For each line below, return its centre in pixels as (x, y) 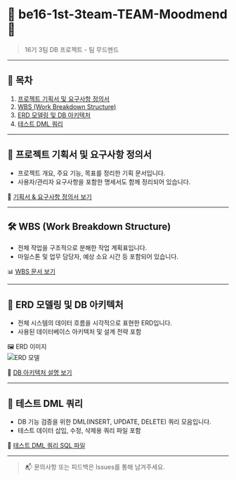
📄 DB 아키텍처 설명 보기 (40, 372)
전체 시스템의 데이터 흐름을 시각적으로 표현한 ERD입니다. (95, 323)
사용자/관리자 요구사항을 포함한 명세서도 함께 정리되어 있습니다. (104, 181)
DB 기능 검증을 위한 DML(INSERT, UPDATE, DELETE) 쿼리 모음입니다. (114, 422)
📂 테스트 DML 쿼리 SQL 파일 (46, 445)
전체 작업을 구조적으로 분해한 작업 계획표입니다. (82, 248)
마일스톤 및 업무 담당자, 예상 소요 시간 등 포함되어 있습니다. (98, 257)
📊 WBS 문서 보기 (32, 272)
